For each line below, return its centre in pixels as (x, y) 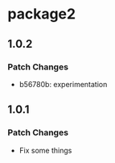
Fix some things (45, 150)
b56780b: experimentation (63, 84)
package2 (42, 14)
